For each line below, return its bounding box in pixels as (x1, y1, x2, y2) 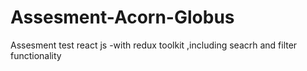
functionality (10, 49, 62, 61)
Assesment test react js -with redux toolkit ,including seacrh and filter (10, 39, 298, 51)
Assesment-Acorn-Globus (10, 6, 235, 29)
